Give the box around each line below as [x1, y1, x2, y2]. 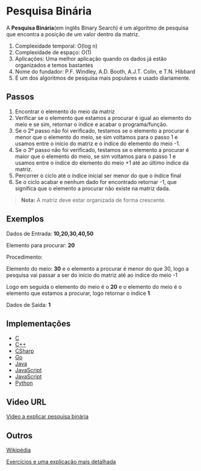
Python [14, 379, 33, 387]
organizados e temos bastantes [14, 62, 93, 69]
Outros [6, 430, 33, 441]
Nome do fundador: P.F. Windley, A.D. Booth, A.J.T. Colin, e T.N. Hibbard [14, 68, 196, 75]
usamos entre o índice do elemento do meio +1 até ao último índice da [14, 159, 189, 166]
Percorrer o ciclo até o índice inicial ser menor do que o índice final [14, 172, 182, 179]
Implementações [6, 318, 71, 329]
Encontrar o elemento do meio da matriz [14, 107, 116, 115]
